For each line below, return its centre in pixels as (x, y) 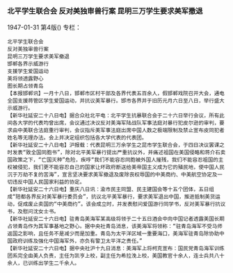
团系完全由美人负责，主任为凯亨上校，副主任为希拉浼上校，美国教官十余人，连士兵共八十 (116, 256)
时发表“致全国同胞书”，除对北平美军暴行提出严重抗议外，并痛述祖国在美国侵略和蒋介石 (114, 153)
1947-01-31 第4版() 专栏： (45, 27)
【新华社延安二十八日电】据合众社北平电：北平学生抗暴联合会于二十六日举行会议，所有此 (116, 116)
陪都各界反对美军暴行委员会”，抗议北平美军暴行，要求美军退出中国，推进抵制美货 (115, 197)
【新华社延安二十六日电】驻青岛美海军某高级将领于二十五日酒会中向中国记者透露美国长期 (116, 219)
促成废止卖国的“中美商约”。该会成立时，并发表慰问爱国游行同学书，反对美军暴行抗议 (121, 204)
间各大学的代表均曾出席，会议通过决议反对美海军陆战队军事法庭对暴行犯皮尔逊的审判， (113, 123)
